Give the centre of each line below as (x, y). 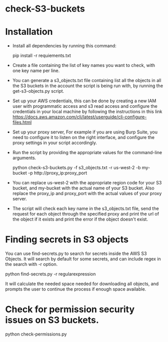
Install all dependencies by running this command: (64, 46)
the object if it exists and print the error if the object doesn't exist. (80, 219)
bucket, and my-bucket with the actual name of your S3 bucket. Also (83, 188)
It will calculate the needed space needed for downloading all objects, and (82, 284)
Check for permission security (70, 310)
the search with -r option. (31, 264)
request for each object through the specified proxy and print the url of (86, 214)
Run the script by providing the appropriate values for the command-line (87, 153)
